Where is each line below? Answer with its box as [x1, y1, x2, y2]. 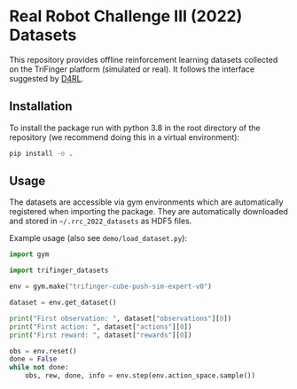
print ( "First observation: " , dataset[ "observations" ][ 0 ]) [9, 314, 232, 323]
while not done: [9, 363, 69, 372]
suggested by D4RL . [9, 73, 84, 83]
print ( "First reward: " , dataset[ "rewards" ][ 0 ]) [9, 331, 192, 339]
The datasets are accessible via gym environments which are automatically [9, 197, 284, 207]
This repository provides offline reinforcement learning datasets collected [9, 54, 278, 65]
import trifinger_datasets [9, 266, 109, 276]
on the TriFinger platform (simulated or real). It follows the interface [9, 64, 255, 74]
